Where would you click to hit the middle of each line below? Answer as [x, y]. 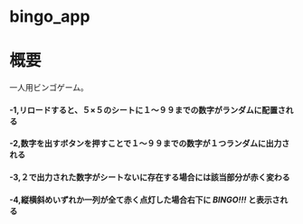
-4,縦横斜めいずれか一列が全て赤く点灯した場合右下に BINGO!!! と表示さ [145, 200]
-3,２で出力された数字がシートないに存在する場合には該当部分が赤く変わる [150, 177]
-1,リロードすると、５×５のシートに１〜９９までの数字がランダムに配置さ [148, 109]
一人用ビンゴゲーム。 [49, 88]
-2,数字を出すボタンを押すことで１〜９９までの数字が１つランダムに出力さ [150, 144]
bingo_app [50, 17]
